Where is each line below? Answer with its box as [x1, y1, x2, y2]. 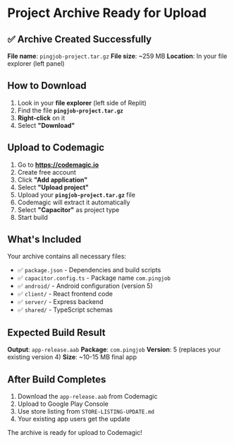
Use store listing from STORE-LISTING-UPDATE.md [17, 407, 155, 416]
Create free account [17, 168, 76, 176]
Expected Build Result [7, 327, 106, 339]
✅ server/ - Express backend [17, 298, 104, 306]
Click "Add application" [17, 175, 88, 184]
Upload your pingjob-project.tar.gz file [17, 190, 136, 199]
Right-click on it [17, 113, 66, 122]
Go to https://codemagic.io [17, 160, 99, 169]
